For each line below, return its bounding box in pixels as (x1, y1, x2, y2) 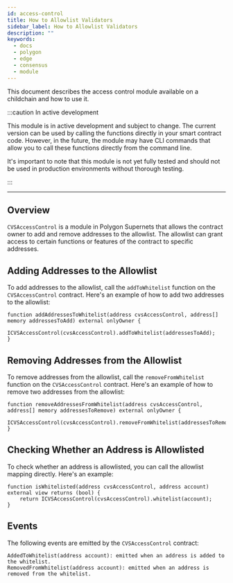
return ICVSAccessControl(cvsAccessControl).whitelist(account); (19, 495, 213, 503)
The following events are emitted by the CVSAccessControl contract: (7, 539, 199, 547)
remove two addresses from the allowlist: (7, 388, 125, 396)
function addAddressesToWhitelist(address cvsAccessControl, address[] (7, 311, 218, 319)
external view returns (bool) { (7, 489, 101, 496)
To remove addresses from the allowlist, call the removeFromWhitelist (7, 372, 205, 381)
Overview (7, 204, 51, 216)
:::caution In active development (7, 108, 99, 116)
